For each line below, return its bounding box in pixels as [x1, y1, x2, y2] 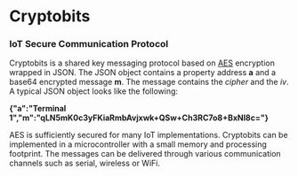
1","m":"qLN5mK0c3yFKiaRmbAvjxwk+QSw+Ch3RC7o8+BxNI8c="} [9, 112, 270, 123]
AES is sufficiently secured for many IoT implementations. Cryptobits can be [9, 130, 288, 141]
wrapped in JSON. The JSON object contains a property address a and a [9, 67, 277, 78]
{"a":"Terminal [9, 104, 67, 114]
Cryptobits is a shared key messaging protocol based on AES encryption [9, 58, 276, 68]
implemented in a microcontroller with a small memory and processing [9, 139, 267, 150]
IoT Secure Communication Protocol [9, 38, 169, 50]
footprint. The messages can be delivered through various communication [9, 149, 282, 159]
